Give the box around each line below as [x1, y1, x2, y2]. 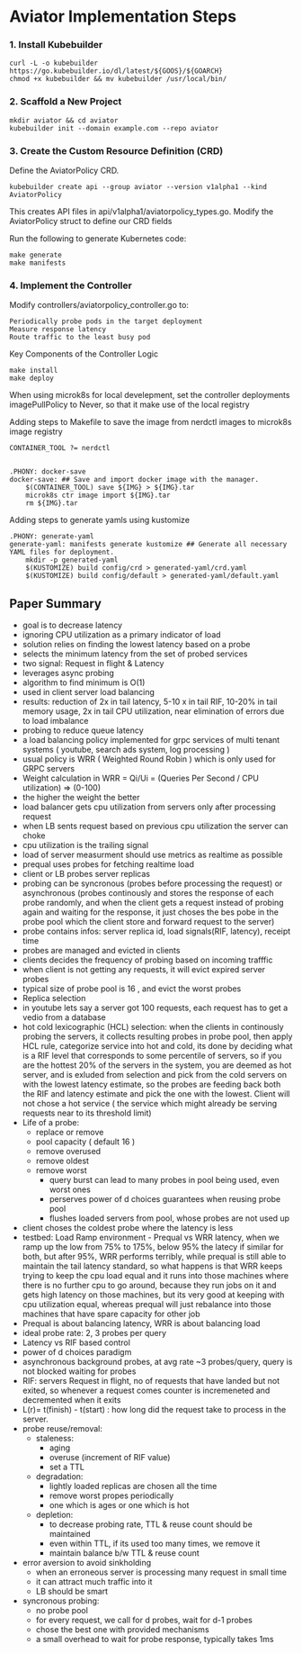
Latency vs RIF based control [22, 1337, 130, 1348]
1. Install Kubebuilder [9, 39, 103, 51]
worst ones [49, 1184, 92, 1195]
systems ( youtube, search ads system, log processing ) [22, 745, 231, 755]
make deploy [9, 374, 54, 384]
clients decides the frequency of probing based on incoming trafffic [22, 954, 273, 965]
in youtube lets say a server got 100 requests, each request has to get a [22, 1002, 289, 1014]
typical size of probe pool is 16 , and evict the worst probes [22, 983, 242, 994]
